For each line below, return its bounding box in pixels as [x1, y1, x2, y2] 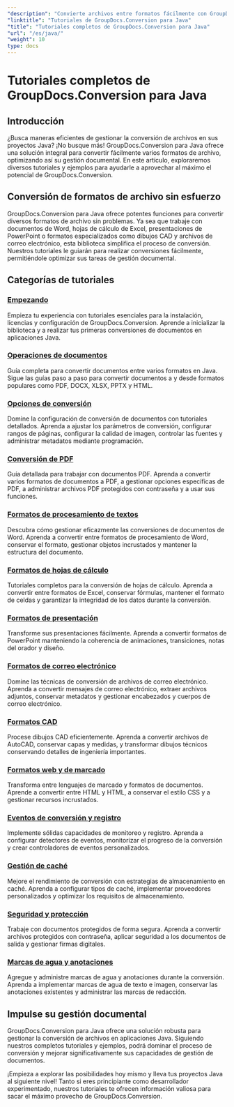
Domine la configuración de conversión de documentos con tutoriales [7, 414, 208, 423]
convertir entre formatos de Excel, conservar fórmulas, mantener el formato [7, 588, 225, 596]
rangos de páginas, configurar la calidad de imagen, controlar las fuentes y [7, 430, 223, 438]
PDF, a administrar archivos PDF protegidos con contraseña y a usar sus [7, 485, 215, 493]
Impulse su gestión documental [7, 1008, 147, 1020]
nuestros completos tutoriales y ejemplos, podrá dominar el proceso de [7, 1041, 212, 1050]
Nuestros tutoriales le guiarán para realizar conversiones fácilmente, [7, 246, 203, 255]
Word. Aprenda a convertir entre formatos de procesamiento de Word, [7, 533, 209, 541]
